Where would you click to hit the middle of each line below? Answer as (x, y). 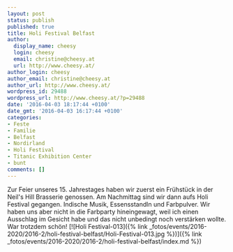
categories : (24, 117)
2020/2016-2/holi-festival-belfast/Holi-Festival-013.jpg (86, 234)
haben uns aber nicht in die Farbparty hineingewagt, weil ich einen (103, 212)
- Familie (22, 131)
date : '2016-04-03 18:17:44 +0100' (59, 105)
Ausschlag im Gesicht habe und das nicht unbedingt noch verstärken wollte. (117, 219)
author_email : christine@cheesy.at (59, 79)
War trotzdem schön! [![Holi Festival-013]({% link (77, 226)
